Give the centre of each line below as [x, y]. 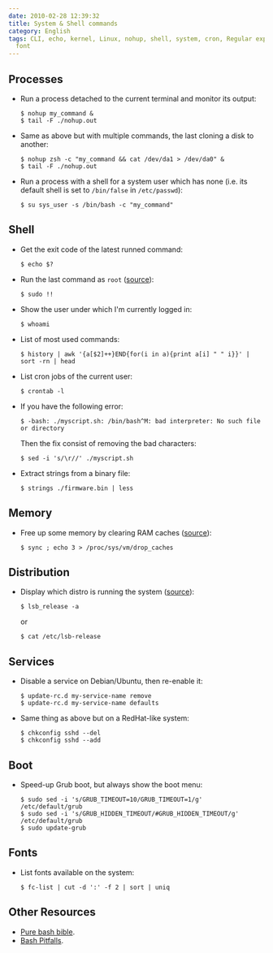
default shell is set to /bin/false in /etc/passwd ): [101, 190]
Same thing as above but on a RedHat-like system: [104, 718]
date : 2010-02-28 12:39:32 [54, 16]
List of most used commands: [70, 339]
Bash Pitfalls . [42, 940]
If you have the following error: [71, 406]
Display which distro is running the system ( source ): [107, 592]
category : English [39, 31]
